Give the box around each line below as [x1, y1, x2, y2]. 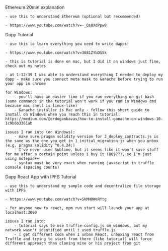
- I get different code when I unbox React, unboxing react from [14, 232, 154, 237]
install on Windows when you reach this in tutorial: [5, 112, 121, 117]
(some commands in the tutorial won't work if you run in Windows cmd [5, 99, 156, 104]
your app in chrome [5, 81, 46, 86]
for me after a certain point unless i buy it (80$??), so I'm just [5, 152, 152, 157]
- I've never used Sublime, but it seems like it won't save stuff [14, 147, 158, 152]
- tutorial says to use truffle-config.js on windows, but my [14, 223, 147, 228]
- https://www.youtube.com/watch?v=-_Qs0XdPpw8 [5, 23, 107, 28]
